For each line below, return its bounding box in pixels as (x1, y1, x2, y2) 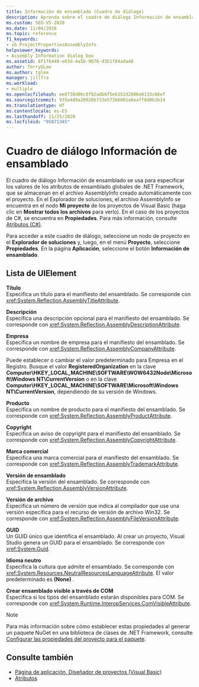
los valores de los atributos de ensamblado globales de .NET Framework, (6, 183, 185, 190)
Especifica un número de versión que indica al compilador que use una (6, 502, 179, 509)
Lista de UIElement (6, 268, 77, 279)
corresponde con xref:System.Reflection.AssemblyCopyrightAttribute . (6, 436, 178, 443)
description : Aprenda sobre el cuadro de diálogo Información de (6, 14, 171, 20)
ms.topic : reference (6, 31, 57, 37)
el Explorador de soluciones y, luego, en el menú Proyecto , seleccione (6, 238, 181, 246)
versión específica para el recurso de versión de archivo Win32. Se (6, 508, 171, 516)
